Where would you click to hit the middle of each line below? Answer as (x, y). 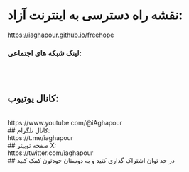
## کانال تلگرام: (29, 130)
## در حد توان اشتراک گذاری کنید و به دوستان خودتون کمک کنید (91, 161)
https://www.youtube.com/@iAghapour (65, 123)
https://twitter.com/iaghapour (50, 153)
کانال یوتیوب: (33, 98)
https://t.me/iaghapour (40, 138)
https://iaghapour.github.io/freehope (61, 35)
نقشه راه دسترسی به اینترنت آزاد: (95, 15)
